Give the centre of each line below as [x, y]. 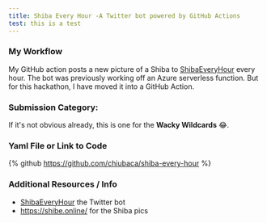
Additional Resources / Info [63, 184]
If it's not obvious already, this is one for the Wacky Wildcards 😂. [119, 125]
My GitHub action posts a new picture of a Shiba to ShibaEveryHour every [132, 69]
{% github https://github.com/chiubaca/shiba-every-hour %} [110, 163]
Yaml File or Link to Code [58, 146]
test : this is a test [45, 23]
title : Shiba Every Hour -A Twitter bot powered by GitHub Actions [125, 16]
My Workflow [36, 52]
